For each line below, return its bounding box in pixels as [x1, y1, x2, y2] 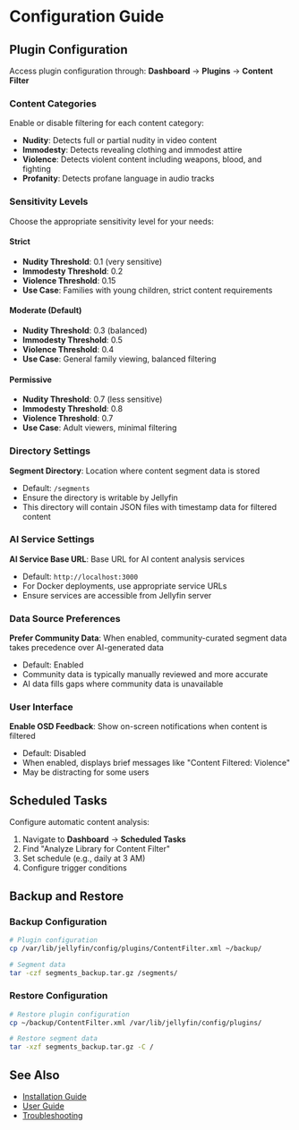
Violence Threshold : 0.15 [21, 275, 116, 285]
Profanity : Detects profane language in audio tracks [21, 173, 215, 184]
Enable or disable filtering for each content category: [9, 118, 204, 129]
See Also [9, 1067, 60, 1083]
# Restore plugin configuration [9, 1009, 130, 1019]
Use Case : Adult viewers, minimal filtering [21, 422, 177, 433]
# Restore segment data [9, 1034, 98, 1043]
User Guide [21, 1100, 64, 1111]
